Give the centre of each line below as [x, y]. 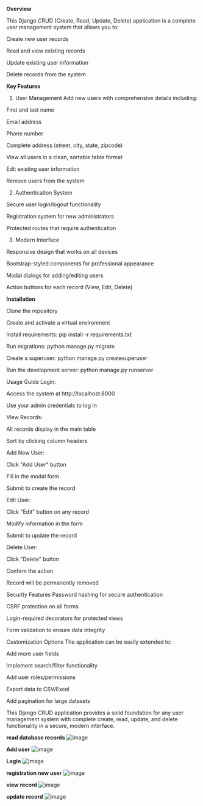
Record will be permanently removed [52, 583]
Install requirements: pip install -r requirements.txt [69, 334]
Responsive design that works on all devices [62, 252]
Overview [19, 9]
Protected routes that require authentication [61, 228]
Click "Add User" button [37, 464]
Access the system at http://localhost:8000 [61, 394]
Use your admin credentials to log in [52, 405]
